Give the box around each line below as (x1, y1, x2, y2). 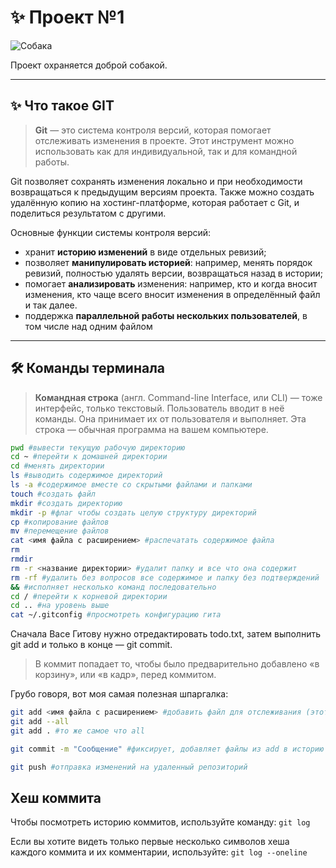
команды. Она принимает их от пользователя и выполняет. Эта (34, 412, 307, 425)
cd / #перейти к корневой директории (10, 591, 168, 601)
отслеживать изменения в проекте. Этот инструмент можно (34, 134, 295, 146)
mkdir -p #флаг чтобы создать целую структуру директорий (10, 507, 257, 518)
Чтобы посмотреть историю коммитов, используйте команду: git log (10, 816, 311, 828)
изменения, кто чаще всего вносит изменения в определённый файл (24, 288, 321, 300)
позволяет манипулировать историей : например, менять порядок (24, 256, 313, 268)
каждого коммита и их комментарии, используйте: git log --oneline (10, 846, 308, 858)
